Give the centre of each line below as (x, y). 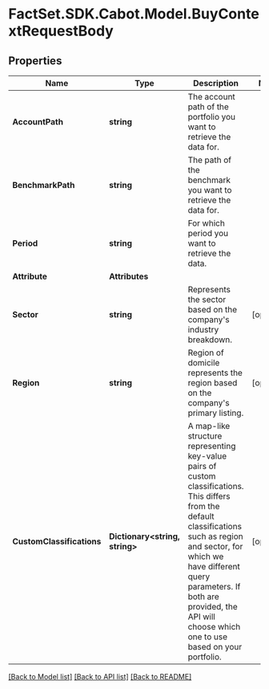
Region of (206, 353)
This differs (209, 496)
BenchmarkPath (44, 185)
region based (213, 383)
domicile (204, 363)
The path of (210, 160)
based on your (215, 647)
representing (212, 446)
